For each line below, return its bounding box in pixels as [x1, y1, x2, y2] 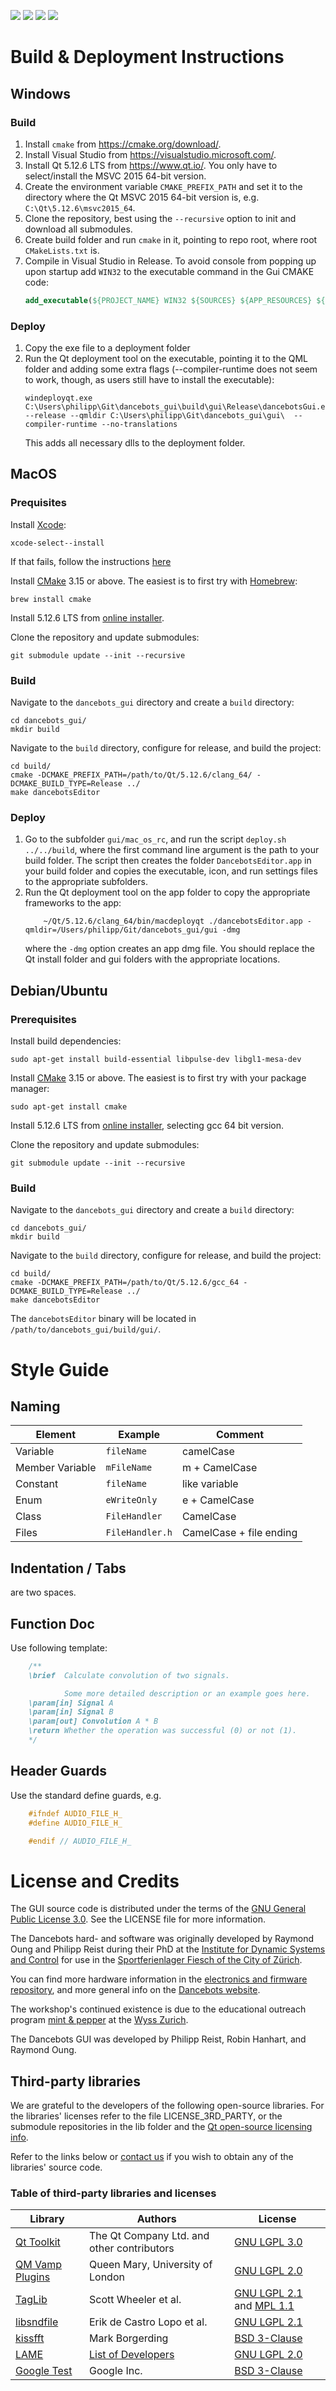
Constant [15, 1477, 59, 1491]
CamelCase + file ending [181, 1526, 298, 1540]
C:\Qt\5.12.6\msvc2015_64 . [24, 201, 136, 214]
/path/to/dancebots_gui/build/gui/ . [10, 1323, 162, 1335]
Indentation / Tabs [10, 1560, 127, 1577]
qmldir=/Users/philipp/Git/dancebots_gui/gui [24, 925, 218, 935]
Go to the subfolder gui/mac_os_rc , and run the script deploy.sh [24, 833, 287, 845]
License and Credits [10, 1870, 180, 1892]
